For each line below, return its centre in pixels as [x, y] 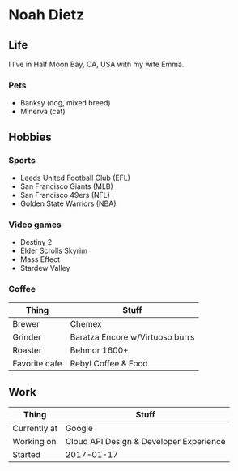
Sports [22, 160]
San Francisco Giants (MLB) [66, 186]
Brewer [26, 323]
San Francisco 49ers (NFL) [65, 195]
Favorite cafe [37, 363]
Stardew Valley [45, 268]
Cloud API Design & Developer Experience [145, 442]
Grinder [27, 336]
